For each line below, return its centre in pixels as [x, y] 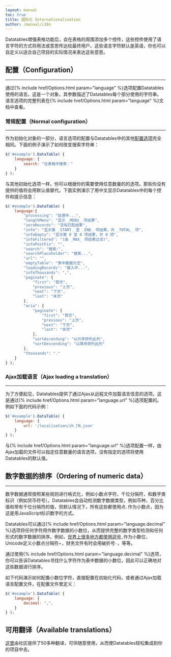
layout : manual [21, 10]
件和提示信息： [21, 197]
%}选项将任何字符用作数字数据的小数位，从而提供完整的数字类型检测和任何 [84, 530]
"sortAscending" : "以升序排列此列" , [69, 339]
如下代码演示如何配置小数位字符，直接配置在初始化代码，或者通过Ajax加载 [83, 577]
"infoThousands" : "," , [48, 273]
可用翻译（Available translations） [61, 630]
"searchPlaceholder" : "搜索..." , [58, 254]
